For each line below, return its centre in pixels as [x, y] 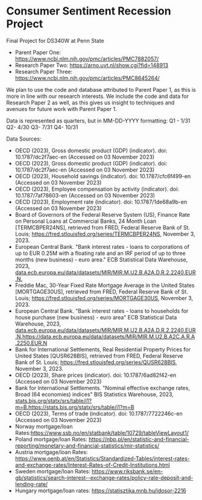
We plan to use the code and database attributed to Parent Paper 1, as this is [101, 89]
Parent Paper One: [38, 52]
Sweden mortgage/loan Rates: [52, 471]
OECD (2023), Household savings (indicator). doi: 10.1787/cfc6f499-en [103, 176]
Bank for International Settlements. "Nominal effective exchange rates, [102, 388]
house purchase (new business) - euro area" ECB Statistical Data [96, 317]
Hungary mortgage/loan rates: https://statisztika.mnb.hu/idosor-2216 [101, 490]
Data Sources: [24, 139]
